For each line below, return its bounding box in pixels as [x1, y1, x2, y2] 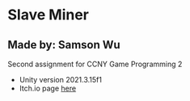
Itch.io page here [19, 83, 77, 93]
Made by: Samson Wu [7, 38, 120, 52]
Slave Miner [7, 6, 90, 24]
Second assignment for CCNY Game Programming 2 [7, 59, 183, 69]
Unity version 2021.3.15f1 [19, 75, 103, 84]
